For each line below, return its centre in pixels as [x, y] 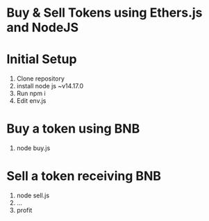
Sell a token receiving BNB [84, 176]
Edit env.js [31, 101]
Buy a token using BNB [73, 129]
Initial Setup [42, 59]
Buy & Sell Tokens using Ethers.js [104, 13]
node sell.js [33, 195]
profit [24, 210]
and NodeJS [43, 27]
